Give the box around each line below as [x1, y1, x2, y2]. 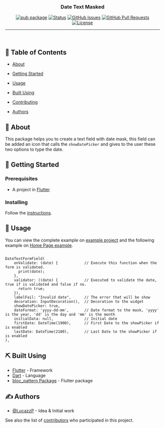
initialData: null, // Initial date [14, 316, 118, 321]
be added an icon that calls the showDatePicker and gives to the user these [5, 141, 156, 147]
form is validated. [5, 265, 45, 269]
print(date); [18, 269, 45, 274]
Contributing [12, 99, 38, 105]
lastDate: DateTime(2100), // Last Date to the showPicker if [14, 329, 157, 334]
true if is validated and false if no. [5, 282, 87, 287]
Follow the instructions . [5, 210, 53, 215]
